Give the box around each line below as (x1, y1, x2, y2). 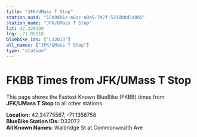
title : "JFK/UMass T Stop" (6, 8, 73, 15)
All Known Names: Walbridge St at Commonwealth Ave (6, 124, 143, 131)
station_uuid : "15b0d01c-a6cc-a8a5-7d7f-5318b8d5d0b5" (6, 14, 146, 20)
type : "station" (6, 48, 47, 54)
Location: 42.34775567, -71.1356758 (6, 111, 97, 118)
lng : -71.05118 (6, 31, 44, 37)
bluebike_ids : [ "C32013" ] (6, 36, 70, 42)
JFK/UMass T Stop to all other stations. (6, 99, 104, 106)
